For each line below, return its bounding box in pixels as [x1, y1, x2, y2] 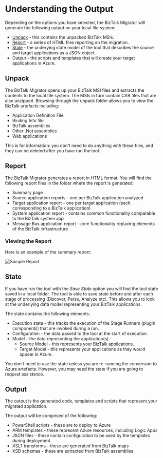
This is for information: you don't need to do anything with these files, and [5, 143, 153, 148]
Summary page [12, 189, 43, 195]
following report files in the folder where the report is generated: [5, 180, 134, 186]
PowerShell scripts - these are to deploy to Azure [12, 422, 111, 428]
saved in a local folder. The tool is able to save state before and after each [5, 291, 153, 296]
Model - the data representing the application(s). [12, 335, 110, 341]
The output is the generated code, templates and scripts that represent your [5, 398, 158, 404]
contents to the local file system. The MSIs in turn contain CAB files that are [5, 92, 157, 98]
